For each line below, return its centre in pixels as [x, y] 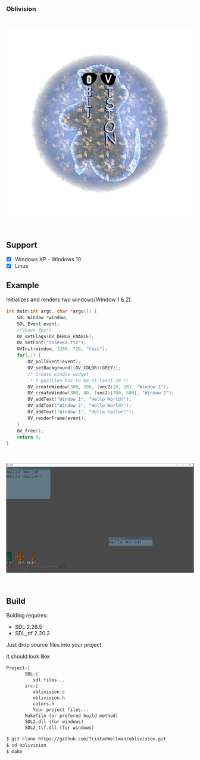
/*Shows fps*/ [34, 330]
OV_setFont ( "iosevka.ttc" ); [51, 343]
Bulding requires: [27, 615]
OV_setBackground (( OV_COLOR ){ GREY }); [74, 368]
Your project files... [61, 710]
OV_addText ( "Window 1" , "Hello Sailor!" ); [81, 412]
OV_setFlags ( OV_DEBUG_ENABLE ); [56, 336]
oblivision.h [49, 698]
